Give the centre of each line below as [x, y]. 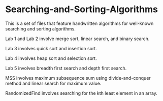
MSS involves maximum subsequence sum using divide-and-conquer [78, 78]
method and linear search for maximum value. [53, 83]
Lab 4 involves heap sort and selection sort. [51, 58]
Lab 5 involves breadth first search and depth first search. [66, 68]
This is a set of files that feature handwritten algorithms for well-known [79, 23]
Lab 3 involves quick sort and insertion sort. [51, 48]
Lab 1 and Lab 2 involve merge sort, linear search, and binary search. [77, 39]
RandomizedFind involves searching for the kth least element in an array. [81, 93]
